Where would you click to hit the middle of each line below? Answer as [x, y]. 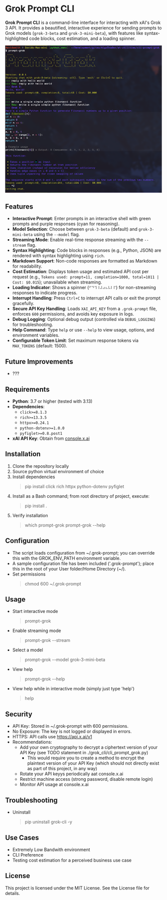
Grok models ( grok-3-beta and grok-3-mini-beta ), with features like [74, 33]
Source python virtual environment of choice [58, 471]
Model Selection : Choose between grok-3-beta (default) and [75, 229]
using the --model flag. [57, 235]
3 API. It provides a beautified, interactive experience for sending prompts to [83, 27]
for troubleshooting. [33, 324]
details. [13, 893]
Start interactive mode [35, 611]
